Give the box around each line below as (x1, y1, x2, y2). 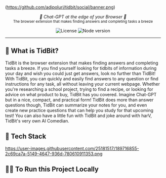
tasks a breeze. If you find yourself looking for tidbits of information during (5, 65, 157, 71)
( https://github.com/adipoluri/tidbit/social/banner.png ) (5, 4, 116, 10)
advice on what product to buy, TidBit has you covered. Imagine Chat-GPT (5, 91, 157, 97)
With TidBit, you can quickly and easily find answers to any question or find (5, 75, 159, 81)
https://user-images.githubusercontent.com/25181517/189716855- (5, 145, 139, 151)
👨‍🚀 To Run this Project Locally (5, 165, 99, 174)
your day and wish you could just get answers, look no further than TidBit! (5, 70, 156, 76)
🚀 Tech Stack (5, 132, 46, 141)
